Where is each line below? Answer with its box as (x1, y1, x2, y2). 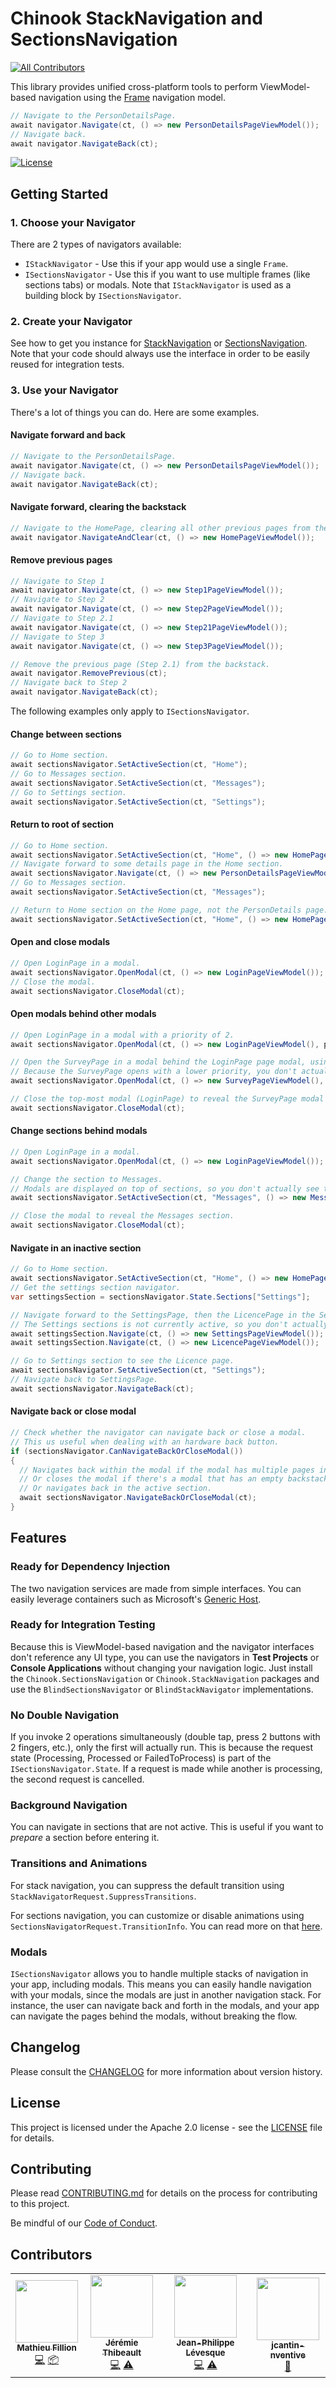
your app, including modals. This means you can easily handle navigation (10, 1978, 312, 1991)
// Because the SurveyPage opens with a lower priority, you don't (10, 1067, 298, 1077)
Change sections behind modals (10, 1125, 148, 1137)
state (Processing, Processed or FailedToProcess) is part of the (10, 1752, 272, 1764)
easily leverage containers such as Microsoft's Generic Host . (10, 1593, 262, 1605)
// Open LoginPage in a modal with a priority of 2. (10, 1030, 235, 1040)
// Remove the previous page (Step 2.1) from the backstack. (10, 659, 271, 669)
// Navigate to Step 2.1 (10, 613, 114, 624)
